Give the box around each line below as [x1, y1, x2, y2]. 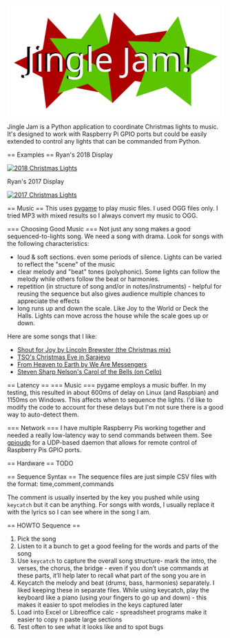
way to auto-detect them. [7, 410, 79, 419]
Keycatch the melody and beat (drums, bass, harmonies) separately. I [17, 579, 215, 587]
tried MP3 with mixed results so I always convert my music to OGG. [7, 211, 198, 220]
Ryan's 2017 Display [7, 177, 64, 186]
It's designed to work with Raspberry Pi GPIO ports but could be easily [7, 130, 207, 138]
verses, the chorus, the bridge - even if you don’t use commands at [17, 564, 209, 572]
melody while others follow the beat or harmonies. [17, 275, 160, 283]
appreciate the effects [17, 297, 81, 305]
